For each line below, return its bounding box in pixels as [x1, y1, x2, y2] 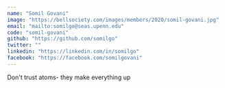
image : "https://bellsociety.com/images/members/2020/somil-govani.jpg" [7, 16, 220, 23]
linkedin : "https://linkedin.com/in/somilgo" [7, 48, 139, 55]
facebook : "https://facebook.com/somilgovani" [7, 55, 143, 61]
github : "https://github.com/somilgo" [7, 35, 118, 42]
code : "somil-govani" [7, 29, 69, 36]
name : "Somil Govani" [7, 10, 69, 17]
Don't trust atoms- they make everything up [7, 73, 131, 81]
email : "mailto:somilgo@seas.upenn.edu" [7, 23, 125, 29]
